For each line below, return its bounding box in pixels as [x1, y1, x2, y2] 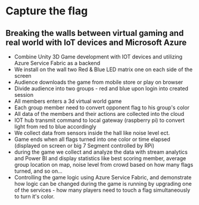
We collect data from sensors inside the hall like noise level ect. [14, 130, 170, 136]
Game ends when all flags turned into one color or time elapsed [14, 136, 170, 143]
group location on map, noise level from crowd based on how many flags [14, 161, 194, 168]
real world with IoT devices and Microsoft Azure [5, 37, 187, 47]
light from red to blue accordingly [14, 123, 97, 130]
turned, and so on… [14, 167, 63, 175]
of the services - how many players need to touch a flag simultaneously [14, 186, 191, 194]
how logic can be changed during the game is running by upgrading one [14, 180, 192, 187]
